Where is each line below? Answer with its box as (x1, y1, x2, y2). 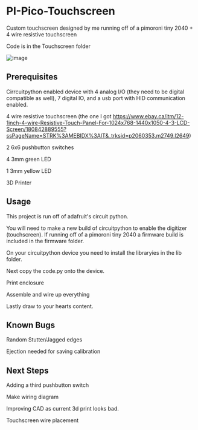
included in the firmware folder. (6, 237, 85, 244)
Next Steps (6, 365, 49, 375)
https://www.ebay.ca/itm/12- (112, 112, 184, 119)
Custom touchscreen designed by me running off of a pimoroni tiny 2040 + (6, 24, 193, 32)
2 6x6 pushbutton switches (6, 144, 74, 151)
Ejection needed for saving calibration (6, 348, 101, 355)
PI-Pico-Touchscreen (6, 4, 116, 18)
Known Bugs (6, 320, 56, 330)
